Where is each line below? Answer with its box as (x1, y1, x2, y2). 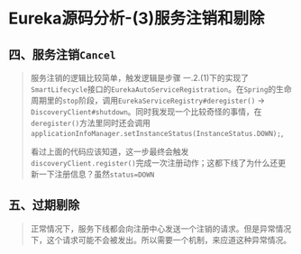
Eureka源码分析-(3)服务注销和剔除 (8, 8, 265, 29)
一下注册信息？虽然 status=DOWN (38, 168, 155, 179)
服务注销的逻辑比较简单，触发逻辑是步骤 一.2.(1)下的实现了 (30, 73, 250, 83)
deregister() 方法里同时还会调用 (30, 118, 150, 128)
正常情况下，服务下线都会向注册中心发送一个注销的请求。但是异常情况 (30, 222, 292, 234)
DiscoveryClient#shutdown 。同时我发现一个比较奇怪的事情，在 (30, 106, 262, 117)
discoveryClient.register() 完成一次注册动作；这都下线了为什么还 (30, 158, 278, 168)
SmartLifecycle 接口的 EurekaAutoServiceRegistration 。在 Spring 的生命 (30, 84, 292, 95)
